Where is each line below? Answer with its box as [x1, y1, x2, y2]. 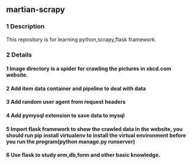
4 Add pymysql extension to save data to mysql [6, 111, 125, 119]
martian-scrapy [6, 5, 65, 15]
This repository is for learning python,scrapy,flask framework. [6, 35, 157, 43]
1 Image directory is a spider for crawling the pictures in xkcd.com [6, 65, 171, 73]
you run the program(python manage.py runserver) [6, 138, 135, 145]
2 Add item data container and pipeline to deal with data [6, 85, 147, 92]
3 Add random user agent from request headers [6, 99, 126, 106]
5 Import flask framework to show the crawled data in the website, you [6, 125, 183, 132]
